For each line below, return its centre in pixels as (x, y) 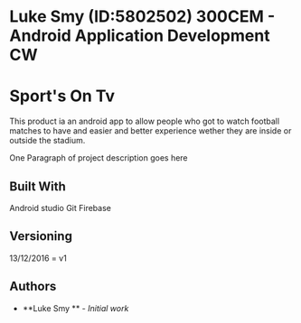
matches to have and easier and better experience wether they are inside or (150, 131)
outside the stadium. (47, 141)
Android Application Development (140, 36)
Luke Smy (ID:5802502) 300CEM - (142, 17)
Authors (33, 286)
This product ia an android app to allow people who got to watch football (145, 121)
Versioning (41, 236)
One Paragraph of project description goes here (99, 158)
